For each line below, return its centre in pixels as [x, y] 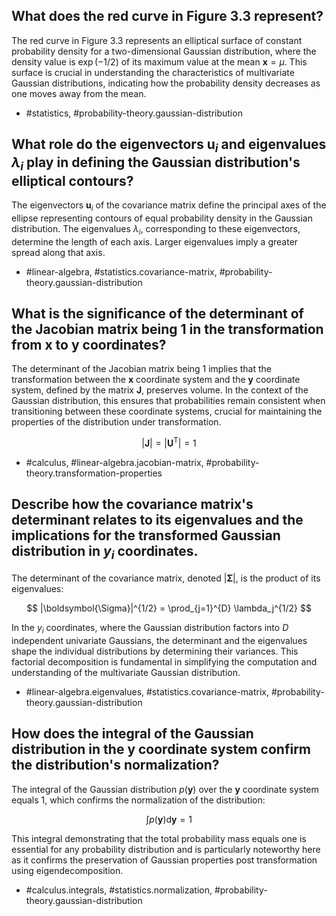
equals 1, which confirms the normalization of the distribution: [138, 800]
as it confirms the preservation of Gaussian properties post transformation [164, 860]
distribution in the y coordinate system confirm [161, 749]
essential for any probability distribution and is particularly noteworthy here [166, 849]
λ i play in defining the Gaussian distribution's [156, 164]
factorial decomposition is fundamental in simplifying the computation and [164, 661]
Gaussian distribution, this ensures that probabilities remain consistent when [168, 401]
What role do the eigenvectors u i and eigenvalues [169, 146]
